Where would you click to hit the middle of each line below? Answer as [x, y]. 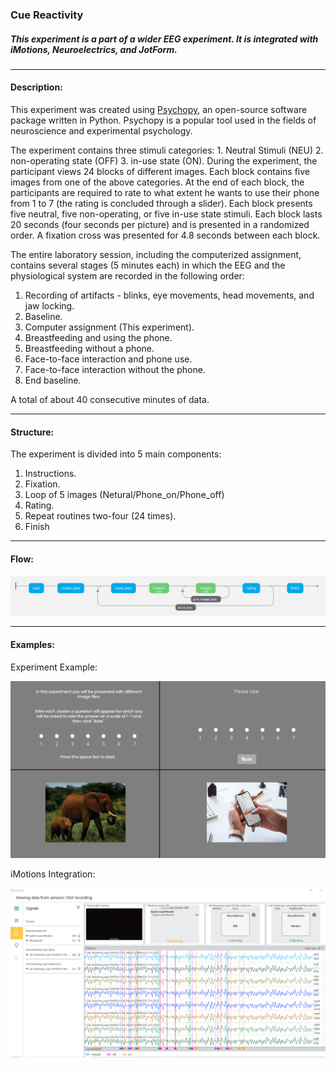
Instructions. [50, 474]
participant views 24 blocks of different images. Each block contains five [160, 172]
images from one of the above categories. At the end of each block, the [157, 182]
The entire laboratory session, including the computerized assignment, [156, 255]
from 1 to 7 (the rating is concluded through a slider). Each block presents [161, 204]
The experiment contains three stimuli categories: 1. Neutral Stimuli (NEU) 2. [167, 150]
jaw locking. [49, 306]
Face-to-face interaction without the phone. [115, 370]
